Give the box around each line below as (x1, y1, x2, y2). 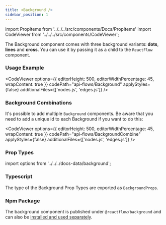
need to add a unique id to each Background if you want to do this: (5, 116, 143, 122)
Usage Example (5, 64, 44, 71)
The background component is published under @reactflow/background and (5, 208, 162, 214)
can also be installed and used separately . (5, 214, 93, 220)
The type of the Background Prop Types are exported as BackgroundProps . (5, 185, 158, 191)
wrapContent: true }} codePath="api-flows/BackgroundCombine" (5, 131, 141, 137)
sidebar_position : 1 (5, 12, 49, 17)
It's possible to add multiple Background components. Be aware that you (5, 110, 153, 117)
